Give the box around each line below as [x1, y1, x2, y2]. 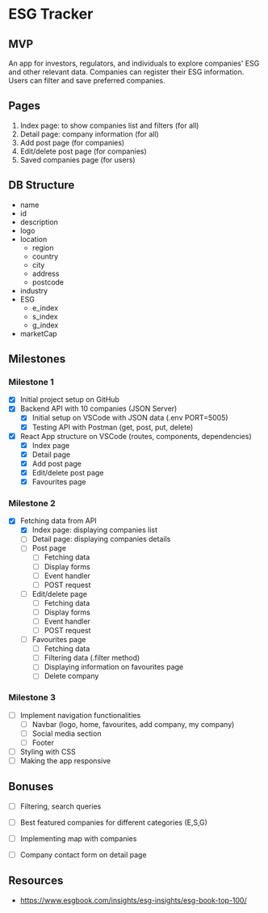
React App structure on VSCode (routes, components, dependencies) [19, 431, 252, 441]
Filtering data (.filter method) [44, 653, 140, 663]
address [31, 268, 60, 278]
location [19, 234, 48, 243]
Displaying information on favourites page [44, 662, 184, 672]
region [31, 243, 54, 252]
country [31, 251, 59, 261]
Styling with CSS [19, 746, 76, 756]
